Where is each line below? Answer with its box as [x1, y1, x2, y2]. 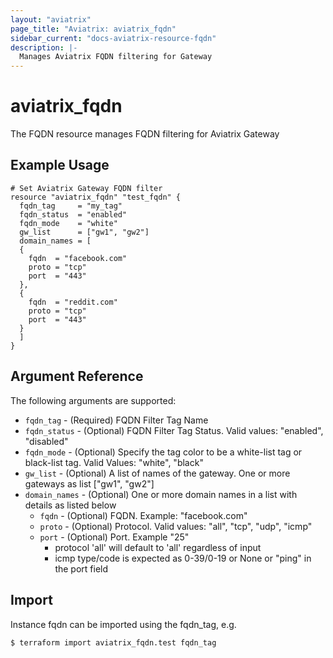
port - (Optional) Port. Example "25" [39, 531, 190, 543]
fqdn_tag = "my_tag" [19, 201, 123, 211]
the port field [54, 562, 109, 575]
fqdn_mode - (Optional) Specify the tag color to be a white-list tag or [24, 446, 303, 458]
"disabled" [24, 435, 69, 447]
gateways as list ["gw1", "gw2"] [24, 477, 155, 490]
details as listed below [24, 499, 117, 511]
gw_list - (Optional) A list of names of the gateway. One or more [24, 467, 291, 479]
